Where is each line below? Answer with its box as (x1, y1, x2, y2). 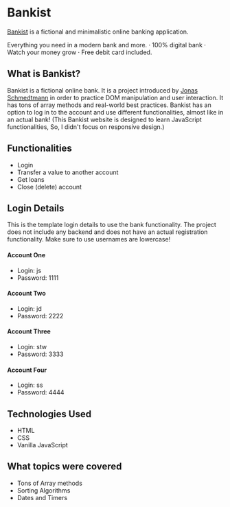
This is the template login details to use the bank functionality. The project (7, 221, 216, 229)
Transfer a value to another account (16, 168, 119, 176)
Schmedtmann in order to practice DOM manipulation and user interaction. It (7, 93, 224, 102)
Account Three (7, 327, 51, 335)
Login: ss (16, 381, 43, 389)
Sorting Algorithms (16, 486, 71, 495)
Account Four (7, 366, 47, 374)
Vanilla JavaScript (16, 441, 69, 449)
